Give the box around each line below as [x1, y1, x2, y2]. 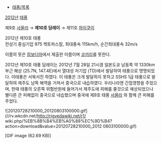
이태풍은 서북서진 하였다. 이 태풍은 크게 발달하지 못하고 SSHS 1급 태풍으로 [11, 74, 151, 79]
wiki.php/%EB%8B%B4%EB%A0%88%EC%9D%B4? [5, 118, 112, 124]
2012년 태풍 [5, 15, 28, 20]
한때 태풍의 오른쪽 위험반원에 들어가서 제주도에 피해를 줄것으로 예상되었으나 [11, 86, 154, 92]
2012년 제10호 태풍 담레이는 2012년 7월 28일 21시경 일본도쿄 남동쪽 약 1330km [5, 62, 155, 67]
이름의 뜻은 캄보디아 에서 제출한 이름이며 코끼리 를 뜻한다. [5, 51, 111, 57]
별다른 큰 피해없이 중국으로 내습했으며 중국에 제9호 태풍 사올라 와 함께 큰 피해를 [5, 92, 155, 98]
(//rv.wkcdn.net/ [5, 113, 37, 119]
